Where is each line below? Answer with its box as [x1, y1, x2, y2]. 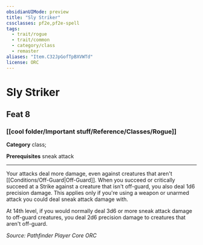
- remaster [11, 48, 39, 54]
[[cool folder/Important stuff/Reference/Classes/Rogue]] [6, 127, 177, 136]
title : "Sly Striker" [6, 14, 61, 21]
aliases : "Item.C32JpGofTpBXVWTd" [6, 54, 94, 60]
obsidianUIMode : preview [6, 8, 69, 15]
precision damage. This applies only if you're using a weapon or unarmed [6, 189, 189, 197]
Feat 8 [6, 109, 30, 119]
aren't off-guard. [6, 220, 48, 227]
